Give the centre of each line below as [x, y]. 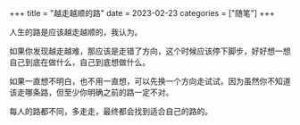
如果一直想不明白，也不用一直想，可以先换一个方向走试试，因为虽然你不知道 [150, 81]
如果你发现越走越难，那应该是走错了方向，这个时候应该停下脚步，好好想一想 [150, 51]
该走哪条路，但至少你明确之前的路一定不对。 [92, 92]
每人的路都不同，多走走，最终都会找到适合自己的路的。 [111, 111]
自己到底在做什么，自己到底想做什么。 [79, 62]
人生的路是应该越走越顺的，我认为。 [76, 32]
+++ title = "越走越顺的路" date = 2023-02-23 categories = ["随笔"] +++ [142, 13]
